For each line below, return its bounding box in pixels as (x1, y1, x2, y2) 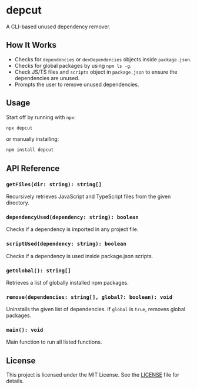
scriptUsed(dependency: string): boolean (6, 240, 126, 248)
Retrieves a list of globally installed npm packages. (6, 279, 129, 286)
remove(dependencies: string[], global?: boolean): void (6, 294, 173, 301)
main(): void (6, 327, 44, 334)
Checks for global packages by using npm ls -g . (14, 62, 132, 69)
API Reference (6, 163, 60, 173)
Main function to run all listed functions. (6, 338, 102, 345)
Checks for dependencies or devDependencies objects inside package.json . (14, 55, 192, 62)
